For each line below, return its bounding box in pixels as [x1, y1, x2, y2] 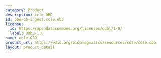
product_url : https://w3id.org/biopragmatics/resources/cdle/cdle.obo [5, 40, 156, 45]
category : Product [5, 7, 44, 13]
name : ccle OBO [5, 36, 37, 41]
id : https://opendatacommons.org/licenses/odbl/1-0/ [10, 26, 123, 31]
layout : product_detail [5, 45, 55, 50]
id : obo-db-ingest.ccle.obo [5, 17, 64, 22]
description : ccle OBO [5, 12, 53, 17]
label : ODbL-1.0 [10, 31, 44, 36]
